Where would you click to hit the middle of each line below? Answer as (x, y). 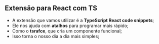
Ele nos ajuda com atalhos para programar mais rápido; (70, 25)
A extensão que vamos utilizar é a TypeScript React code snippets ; (83, 20)
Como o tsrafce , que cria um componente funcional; (67, 31)
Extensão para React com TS (51, 8)
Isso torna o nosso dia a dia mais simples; (56, 36)
